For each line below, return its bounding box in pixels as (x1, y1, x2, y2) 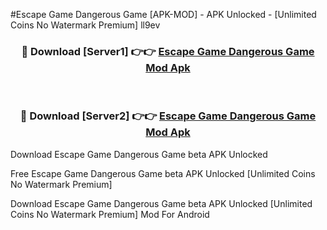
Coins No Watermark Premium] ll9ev (10, 19, 161, 31)
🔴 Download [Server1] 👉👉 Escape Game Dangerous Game (21, 44, 315, 58)
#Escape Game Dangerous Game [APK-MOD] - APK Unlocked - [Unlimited (10, 9, 317, 20)
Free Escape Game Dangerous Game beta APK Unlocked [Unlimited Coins (10, 167, 316, 179)
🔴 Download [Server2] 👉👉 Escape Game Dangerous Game (19, 109, 317, 123)
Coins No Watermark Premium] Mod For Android (10, 208, 210, 220)
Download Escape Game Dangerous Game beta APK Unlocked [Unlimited (10, 197, 313, 209)
